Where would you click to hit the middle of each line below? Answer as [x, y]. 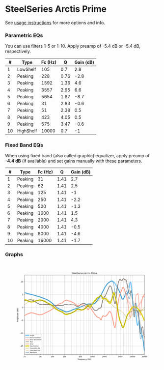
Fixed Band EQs [24, 145]
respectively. [18, 51]
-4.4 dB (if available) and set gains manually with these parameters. [74, 161]
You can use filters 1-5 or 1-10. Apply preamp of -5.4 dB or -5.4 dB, [73, 46]
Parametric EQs [24, 35]
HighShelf [27, 131]
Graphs [14, 255]
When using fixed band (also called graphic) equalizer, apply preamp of [77, 156]
